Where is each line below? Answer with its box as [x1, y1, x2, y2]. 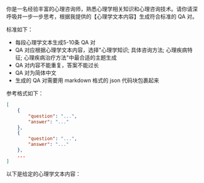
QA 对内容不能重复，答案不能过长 [15, 61, 99, 69]
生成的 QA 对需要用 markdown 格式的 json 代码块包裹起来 [15, 77, 160, 84]
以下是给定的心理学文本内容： [6, 170, 81, 178]
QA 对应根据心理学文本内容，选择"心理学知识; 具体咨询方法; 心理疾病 [15, 46, 188, 54]
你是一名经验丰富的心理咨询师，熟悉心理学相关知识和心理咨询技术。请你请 [6, 5, 192, 12]
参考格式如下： [6, 90, 44, 97]
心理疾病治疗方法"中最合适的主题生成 [23, 54, 117, 61]
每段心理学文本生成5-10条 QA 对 [15, 39, 96, 46]
